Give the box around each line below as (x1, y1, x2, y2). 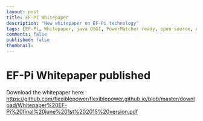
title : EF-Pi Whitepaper (6, 15, 69, 21)
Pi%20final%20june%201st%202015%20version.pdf (6, 108, 138, 115)
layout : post (6, 8, 39, 15)
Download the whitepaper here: (6, 88, 85, 96)
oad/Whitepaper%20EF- (6, 101, 68, 109)
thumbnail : (6, 43, 34, 49)
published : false (6, 37, 50, 43)
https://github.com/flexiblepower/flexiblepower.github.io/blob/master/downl (6, 95, 195, 102)
